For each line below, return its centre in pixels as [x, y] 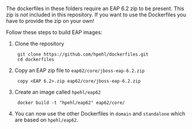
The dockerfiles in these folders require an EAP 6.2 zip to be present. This [95, 9]
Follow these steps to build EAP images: [54, 32]
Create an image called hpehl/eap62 [58, 92]
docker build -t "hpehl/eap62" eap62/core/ [71, 103]
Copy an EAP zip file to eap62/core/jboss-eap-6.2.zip [80, 70]
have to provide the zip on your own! [50, 21]
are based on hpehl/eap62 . [46, 120]
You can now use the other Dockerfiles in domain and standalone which [100, 113]
